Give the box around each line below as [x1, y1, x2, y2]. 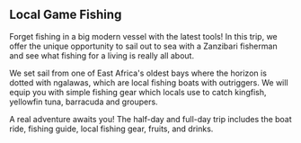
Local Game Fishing [9, 7, 122, 22]
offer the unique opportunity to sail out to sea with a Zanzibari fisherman [9, 40, 278, 51]
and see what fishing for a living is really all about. [9, 49, 195, 61]
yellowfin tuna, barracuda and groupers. [9, 96, 159, 107]
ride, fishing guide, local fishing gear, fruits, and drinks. [9, 123, 214, 134]
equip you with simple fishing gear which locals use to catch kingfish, [9, 86, 267, 97]
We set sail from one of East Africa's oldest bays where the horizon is [9, 67, 268, 78]
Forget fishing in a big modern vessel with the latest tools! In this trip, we [9, 31, 279, 41]
